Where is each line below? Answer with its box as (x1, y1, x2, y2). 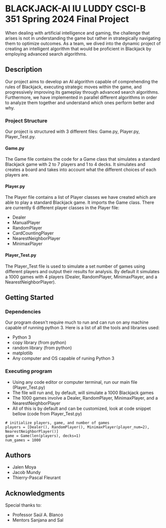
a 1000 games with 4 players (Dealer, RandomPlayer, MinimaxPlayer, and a (5, 274, 158, 280)
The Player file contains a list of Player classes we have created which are (5, 194, 156, 200)
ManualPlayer (12, 220, 41, 226)
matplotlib (12, 350, 33, 356)
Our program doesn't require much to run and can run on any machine (5, 319, 149, 325)
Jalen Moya (12, 464, 36, 470)
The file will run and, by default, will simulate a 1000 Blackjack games (12, 390, 154, 396)
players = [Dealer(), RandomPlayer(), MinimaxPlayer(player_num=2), (5, 424, 150, 429)
